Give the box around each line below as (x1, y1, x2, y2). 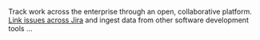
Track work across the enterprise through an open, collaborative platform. (8, 7, 252, 16)
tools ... (8, 24, 34, 33)
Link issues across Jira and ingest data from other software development (8, 15, 250, 25)
